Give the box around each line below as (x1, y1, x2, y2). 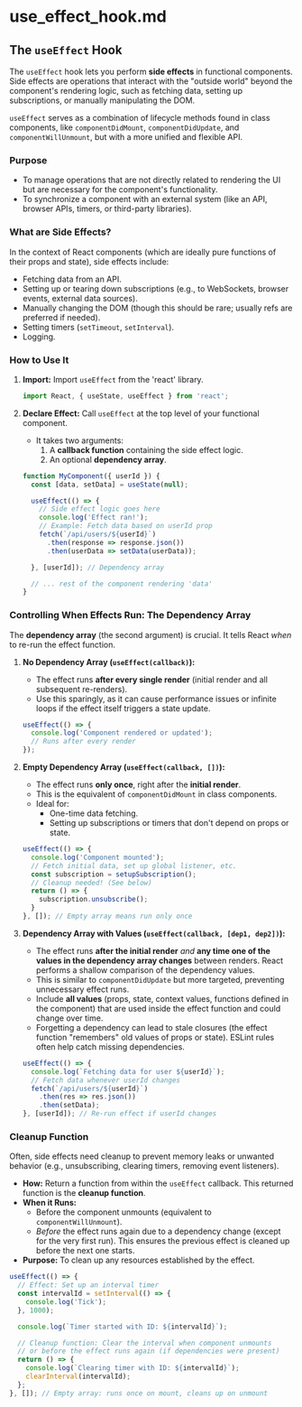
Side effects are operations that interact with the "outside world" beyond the (9, 76, 293, 87)
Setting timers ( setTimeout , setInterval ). (22, 321, 174, 332)
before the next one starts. (35, 1245, 135, 1256)
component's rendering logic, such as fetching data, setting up (9, 86, 243, 96)
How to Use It (9, 354, 69, 366)
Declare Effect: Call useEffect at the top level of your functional (22, 408, 260, 419)
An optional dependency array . (49, 454, 167, 465)
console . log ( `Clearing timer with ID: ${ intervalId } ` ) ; (25, 1364, 241, 1373)
